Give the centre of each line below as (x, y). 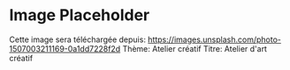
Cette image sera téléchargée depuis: (77, 39)
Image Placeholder (80, 15)
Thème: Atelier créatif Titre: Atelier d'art (195, 48)
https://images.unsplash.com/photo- (214, 39)
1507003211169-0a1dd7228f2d (65, 48)
